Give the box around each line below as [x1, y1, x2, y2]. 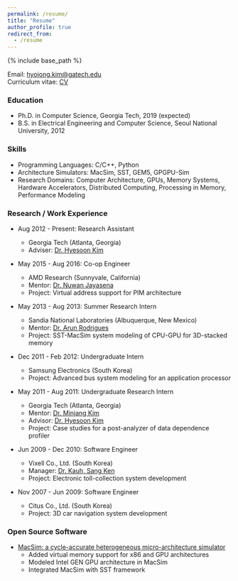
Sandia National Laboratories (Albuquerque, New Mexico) [28, 316, 198, 325]
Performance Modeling [17, 190, 85, 199]
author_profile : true [7, 23, 72, 31]
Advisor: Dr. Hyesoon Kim [28, 416, 104, 425]
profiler [28, 431, 50, 440]
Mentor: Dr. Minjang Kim [28, 409, 99, 418]
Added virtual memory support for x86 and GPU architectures [28, 550, 210, 559]
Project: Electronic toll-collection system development [28, 474, 187, 483]
